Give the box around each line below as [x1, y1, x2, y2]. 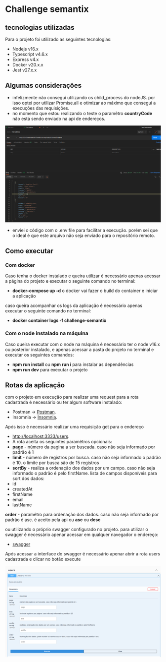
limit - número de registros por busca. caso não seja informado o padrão [12, 455, 161, 461]
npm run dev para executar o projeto [12, 366, 88, 372]
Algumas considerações [5, 81, 82, 90]
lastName [12, 502, 32, 508]
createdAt [12, 486, 33, 492]
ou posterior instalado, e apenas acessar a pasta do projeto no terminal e [5, 346, 154, 353]
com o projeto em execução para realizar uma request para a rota [5, 394, 139, 400]
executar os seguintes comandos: [5, 352, 74, 358]
